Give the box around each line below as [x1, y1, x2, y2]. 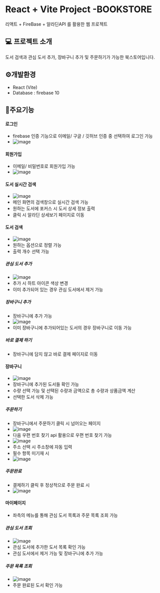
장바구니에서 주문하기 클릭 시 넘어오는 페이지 [12, 420, 101, 426]
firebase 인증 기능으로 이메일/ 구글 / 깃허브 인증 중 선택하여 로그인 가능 [12, 133, 153, 139]
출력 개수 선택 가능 [12, 248, 50, 254]
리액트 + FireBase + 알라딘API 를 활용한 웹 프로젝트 [5, 21, 108, 27]
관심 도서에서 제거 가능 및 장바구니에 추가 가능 [12, 550, 103, 556]
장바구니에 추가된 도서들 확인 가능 [12, 381, 79, 387]
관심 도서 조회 [5, 525, 32, 531]
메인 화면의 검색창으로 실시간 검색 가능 [12, 199, 89, 205]
